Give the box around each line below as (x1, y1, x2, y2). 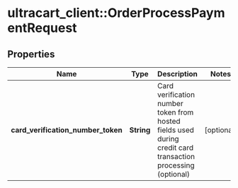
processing (157, 160, 195, 170)
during (157, 134, 179, 143)
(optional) (157, 170, 190, 179)
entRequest (7, 20, 77, 36)
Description (157, 69, 198, 78)
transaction (157, 152, 195, 161)
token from (157, 107, 194, 117)
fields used (157, 125, 195, 135)
